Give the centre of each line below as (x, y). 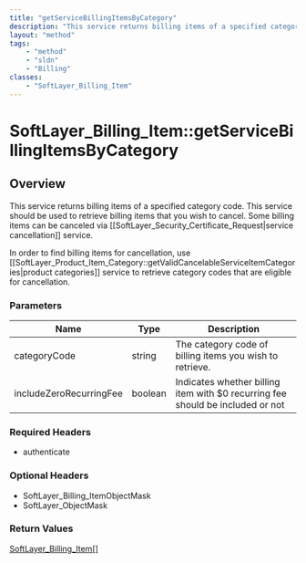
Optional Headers (49, 475)
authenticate (46, 452)
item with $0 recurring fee (231, 393)
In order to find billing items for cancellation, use (100, 253)
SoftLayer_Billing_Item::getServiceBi (152, 131)
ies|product (31, 272)
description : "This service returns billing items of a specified (138, 26)
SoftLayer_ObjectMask (65, 505)
